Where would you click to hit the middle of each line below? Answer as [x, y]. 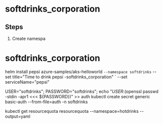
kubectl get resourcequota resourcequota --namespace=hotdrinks [72, 111]
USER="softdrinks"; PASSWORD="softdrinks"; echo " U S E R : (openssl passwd [82, 91]
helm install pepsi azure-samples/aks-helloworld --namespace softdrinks [78, 71]
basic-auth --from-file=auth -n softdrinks [46, 102]
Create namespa [29, 38]
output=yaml [18, 116]
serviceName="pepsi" [27, 82]
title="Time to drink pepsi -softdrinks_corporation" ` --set [70, 77]
